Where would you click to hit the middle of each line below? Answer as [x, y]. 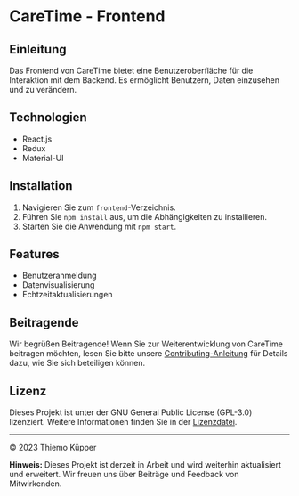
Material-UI [43, 158]
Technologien [48, 118]
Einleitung [38, 49]
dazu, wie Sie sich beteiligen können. [77, 363]
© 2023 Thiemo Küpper [53, 448]
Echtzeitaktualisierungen [67, 295]
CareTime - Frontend [87, 16]
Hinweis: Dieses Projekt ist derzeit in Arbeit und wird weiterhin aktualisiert [145, 465]
